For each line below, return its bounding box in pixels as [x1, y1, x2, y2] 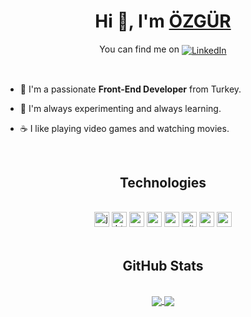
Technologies [119, 175, 207, 191]
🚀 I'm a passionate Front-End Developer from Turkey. [19, 83, 242, 95]
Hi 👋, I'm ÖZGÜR [94, 10, 232, 33]
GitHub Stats [122, 257, 204, 274]
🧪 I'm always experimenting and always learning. [19, 102, 222, 114]
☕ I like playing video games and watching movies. [19, 122, 230, 134]
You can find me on [99, 43, 180, 55]
